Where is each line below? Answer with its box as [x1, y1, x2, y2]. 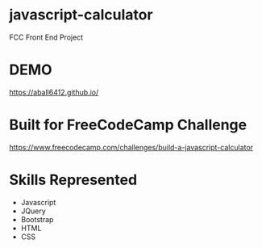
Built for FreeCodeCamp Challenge [9, 116, 247, 134]
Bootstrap [20, 214, 54, 224]
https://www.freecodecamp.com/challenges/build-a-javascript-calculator [9, 142, 253, 152]
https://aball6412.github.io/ [9, 87, 99, 97]
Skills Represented [9, 171, 138, 189]
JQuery [20, 206, 47, 216]
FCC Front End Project [9, 32, 84, 42]
